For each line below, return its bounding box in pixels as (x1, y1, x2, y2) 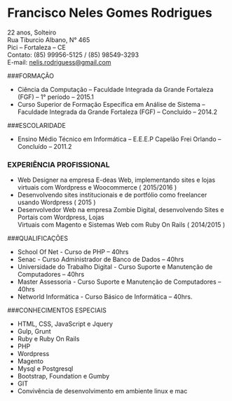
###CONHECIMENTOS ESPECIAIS (7, 306, 107, 315)
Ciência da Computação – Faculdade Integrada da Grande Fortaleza (17, 85, 214, 93)
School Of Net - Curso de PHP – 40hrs (17, 248, 129, 256)
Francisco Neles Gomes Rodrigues (7, 5, 212, 21)
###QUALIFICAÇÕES (7, 234, 69, 243)
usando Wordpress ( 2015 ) (17, 198, 96, 206)
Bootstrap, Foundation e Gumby (17, 372, 110, 381)
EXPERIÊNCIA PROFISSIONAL (7, 159, 110, 169)
